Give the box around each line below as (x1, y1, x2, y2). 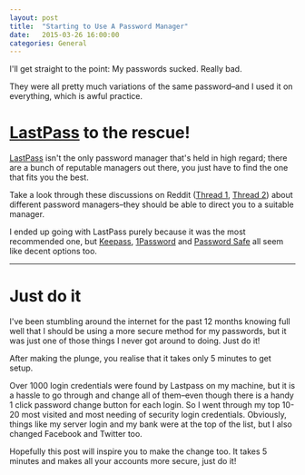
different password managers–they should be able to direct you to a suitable (9, 199, 294, 210)
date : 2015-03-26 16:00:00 (9, 30, 120, 39)
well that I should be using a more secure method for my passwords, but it (9, 326, 288, 337)
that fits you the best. (9, 172, 89, 183)
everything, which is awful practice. (9, 91, 143, 102)
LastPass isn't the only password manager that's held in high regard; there (9, 153, 288, 163)
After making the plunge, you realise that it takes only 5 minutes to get (9, 353, 271, 364)
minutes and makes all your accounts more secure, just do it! (9, 456, 237, 467)
